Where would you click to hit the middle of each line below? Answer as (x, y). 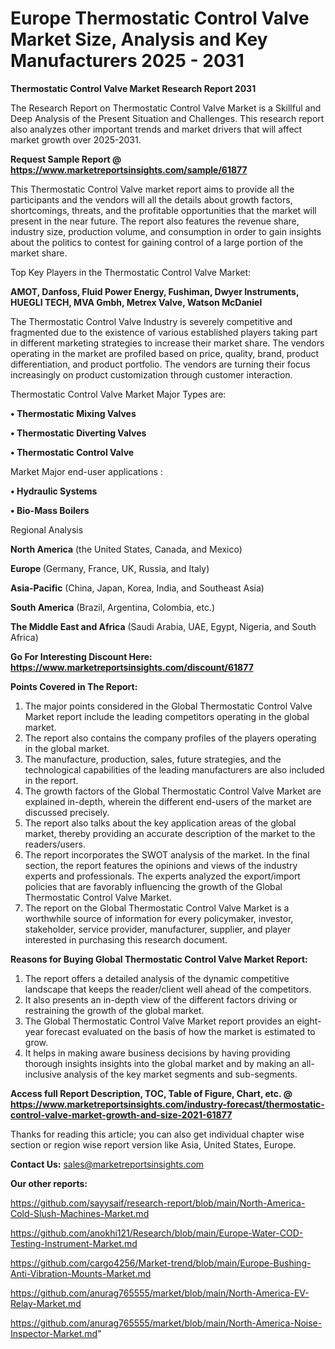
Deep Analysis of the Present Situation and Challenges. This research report (167, 118)
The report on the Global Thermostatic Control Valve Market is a (157, 908)
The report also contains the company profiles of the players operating (170, 738)
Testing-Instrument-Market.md (74, 1243)
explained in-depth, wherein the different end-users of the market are (168, 801)
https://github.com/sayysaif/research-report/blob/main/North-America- (158, 1203)
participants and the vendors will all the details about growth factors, (151, 199)
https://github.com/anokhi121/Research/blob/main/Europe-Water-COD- (157, 1233)
